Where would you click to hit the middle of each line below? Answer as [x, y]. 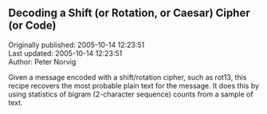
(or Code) [33, 26]
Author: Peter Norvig [42, 61]
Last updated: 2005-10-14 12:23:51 [65, 53]
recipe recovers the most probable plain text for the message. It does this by [134, 85]
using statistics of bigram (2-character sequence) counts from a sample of [131, 94]
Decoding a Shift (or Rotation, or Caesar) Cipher [129, 13]
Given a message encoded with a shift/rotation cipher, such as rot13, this [128, 77]
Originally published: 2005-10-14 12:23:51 [77, 45]
